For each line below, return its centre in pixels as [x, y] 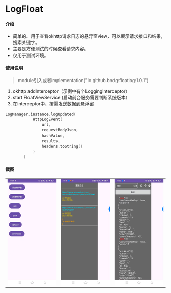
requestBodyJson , [60, 130]
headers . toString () [62, 146]
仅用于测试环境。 [31, 55]
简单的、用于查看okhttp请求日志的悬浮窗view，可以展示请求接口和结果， [89, 36]
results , [51, 141]
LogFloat [24, 9]
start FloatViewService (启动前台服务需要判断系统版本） [71, 97]
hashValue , [53, 136]
